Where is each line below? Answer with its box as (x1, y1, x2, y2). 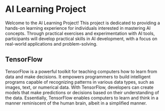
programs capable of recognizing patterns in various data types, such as (5, 79, 154, 85)
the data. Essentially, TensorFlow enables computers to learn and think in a (5, 95, 159, 101)
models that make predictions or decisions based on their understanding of (5, 89, 160, 95)
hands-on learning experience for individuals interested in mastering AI (5, 25, 151, 31)
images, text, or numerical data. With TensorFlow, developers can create (5, 84, 154, 90)
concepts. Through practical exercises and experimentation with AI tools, (5, 30, 155, 36)
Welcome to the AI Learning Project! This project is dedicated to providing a (5, 20, 160, 26)
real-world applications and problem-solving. (5, 41, 98, 47)
